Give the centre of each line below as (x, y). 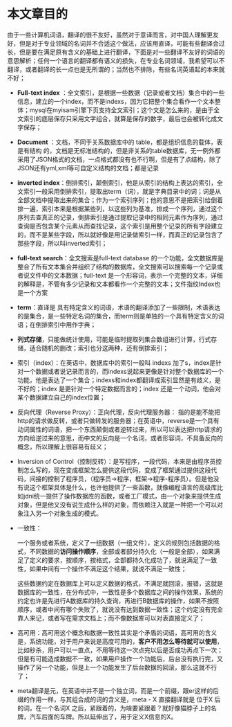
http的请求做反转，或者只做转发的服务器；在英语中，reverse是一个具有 (118, 420)
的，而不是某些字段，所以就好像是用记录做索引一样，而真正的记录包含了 (120, 234)
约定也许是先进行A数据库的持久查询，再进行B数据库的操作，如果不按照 (118, 600)
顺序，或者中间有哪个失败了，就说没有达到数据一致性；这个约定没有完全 (120, 609)
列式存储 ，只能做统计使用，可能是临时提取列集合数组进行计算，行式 (114, 339)
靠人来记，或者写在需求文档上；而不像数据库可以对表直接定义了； (111, 618)
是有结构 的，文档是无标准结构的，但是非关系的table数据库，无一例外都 (119, 150)
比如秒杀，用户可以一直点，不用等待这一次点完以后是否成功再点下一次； (120, 650)
